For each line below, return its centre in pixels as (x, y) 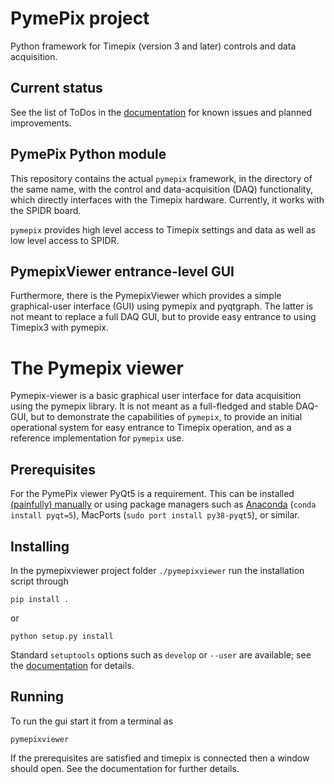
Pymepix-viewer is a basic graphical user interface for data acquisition (156, 396)
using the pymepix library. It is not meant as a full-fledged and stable (152, 406)
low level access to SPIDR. (65, 240)
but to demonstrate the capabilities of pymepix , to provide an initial (166, 417)
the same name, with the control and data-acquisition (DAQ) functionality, (161, 189)
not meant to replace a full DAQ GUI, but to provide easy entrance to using (163, 317)
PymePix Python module (88, 154)
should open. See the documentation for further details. (125, 768)
